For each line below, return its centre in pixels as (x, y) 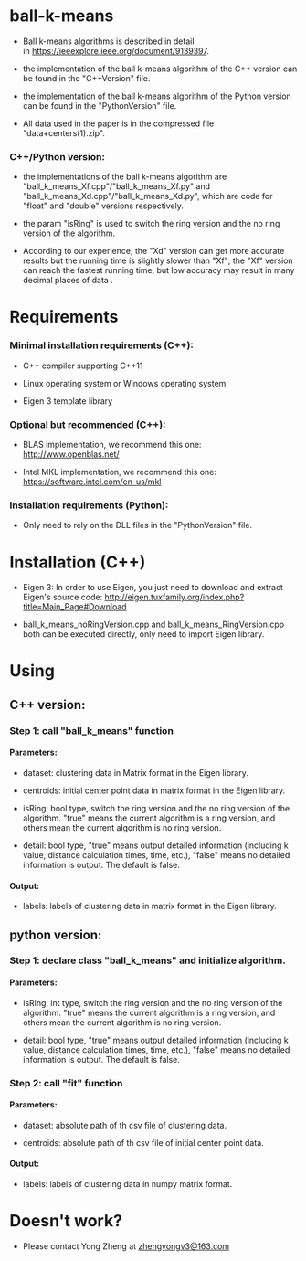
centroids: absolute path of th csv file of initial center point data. (143, 1142)
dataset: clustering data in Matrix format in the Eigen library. (135, 772)
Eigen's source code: (63, 597)
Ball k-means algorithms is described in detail (108, 41)
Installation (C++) (78, 562)
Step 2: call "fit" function (66, 1083)
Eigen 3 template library (68, 401)
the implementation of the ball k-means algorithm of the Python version (157, 96)
